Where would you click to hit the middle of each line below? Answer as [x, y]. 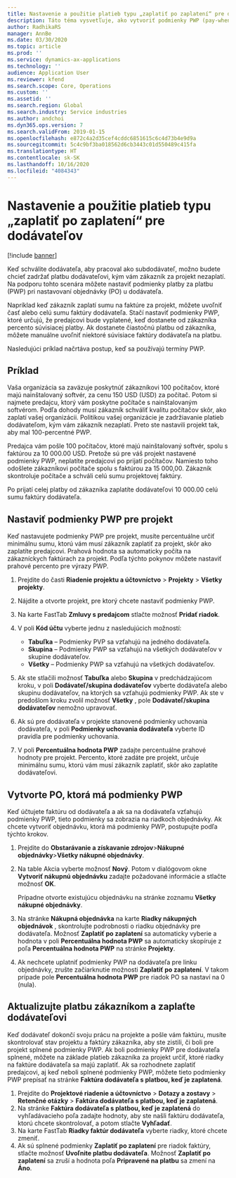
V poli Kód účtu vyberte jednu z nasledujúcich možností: [99, 628]
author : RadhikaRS [34, 27]
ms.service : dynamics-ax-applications [64, 60]
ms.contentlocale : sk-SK [44, 158]
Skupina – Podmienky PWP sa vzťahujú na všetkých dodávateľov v [125, 649]
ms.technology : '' [34, 66]
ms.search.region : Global [45, 106]
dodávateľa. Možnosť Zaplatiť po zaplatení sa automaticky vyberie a [117, 933]
